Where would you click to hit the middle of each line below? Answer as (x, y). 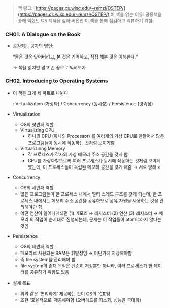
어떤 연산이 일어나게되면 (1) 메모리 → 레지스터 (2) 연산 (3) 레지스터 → (89, 213)
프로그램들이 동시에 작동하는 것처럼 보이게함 (71, 143)
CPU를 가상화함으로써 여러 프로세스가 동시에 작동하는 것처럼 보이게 (94, 160)
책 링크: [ (27, 8)
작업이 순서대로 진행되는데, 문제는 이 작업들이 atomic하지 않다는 (98, 219)
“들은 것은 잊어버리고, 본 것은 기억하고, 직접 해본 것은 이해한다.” (75, 57)
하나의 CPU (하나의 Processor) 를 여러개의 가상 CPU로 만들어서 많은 (96, 136)
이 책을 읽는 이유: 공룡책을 (136, 14)
